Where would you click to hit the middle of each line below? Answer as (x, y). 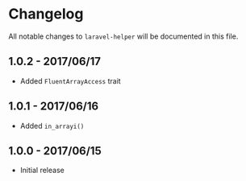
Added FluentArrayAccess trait (70, 80)
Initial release (42, 171)
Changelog (46, 14)
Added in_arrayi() (52, 125)
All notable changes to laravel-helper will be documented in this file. (123, 36)
